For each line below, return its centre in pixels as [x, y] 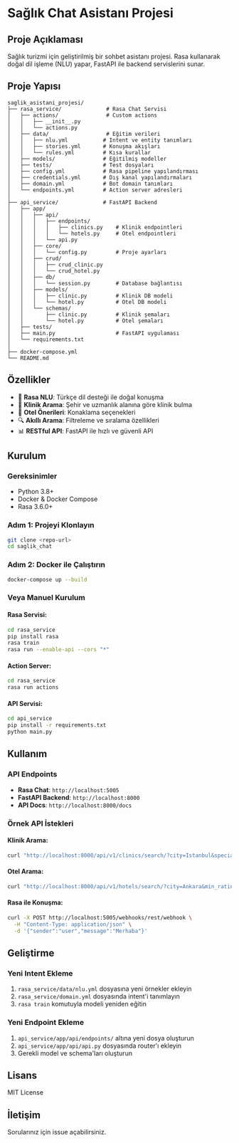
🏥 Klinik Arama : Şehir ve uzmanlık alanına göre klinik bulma [105, 404]
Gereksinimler [32, 476]
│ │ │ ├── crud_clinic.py [55, 265]
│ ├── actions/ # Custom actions [83, 115]
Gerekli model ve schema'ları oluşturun [75, 1053]
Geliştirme [31, 953]
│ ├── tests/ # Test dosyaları [81, 165]
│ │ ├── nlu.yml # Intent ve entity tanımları [100, 140]
